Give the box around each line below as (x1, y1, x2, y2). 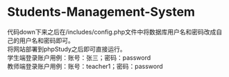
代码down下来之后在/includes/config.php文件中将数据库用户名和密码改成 (7, 27, 217, 36)
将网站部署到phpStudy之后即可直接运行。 (7, 45, 126, 53)
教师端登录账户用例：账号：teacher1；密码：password (7, 62, 163, 70)
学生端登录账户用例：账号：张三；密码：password (7, 53, 151, 62)
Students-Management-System (7, 4, 196, 20)
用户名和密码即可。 (19, 36, 74, 45)
